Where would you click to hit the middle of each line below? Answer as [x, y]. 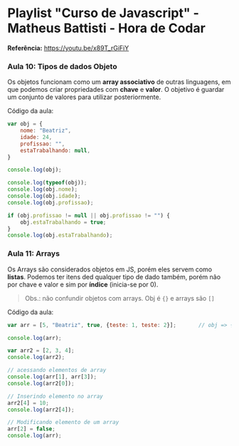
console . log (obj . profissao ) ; [51, 202]
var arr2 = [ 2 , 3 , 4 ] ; [41, 351]
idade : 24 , [36, 137]
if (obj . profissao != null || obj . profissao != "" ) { [89, 215]
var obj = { [25, 124]
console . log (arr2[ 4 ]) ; [41, 410]
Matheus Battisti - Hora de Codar [107, 28]
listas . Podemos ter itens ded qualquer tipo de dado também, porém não [114, 276]
